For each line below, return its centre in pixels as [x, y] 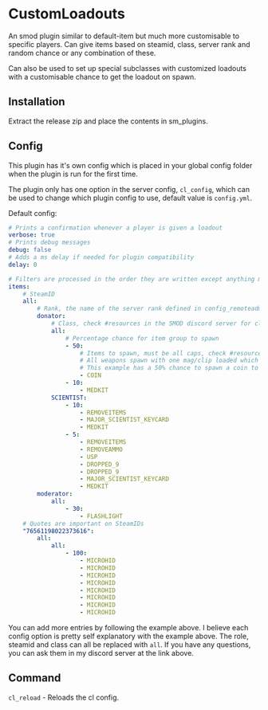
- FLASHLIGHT [101, 516]
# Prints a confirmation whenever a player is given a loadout [116, 228]
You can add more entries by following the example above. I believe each [128, 628]
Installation [37, 102]
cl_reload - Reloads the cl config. [64, 697]
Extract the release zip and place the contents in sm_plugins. [108, 121]
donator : [51, 316]
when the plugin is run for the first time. [73, 174]
